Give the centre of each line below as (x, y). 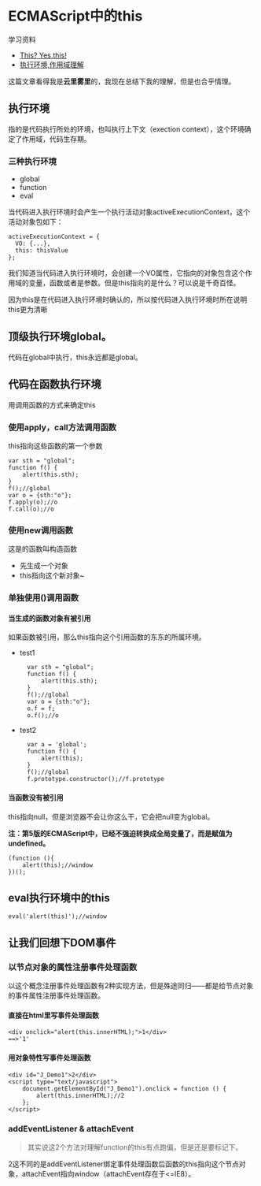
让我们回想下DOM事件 (62, 942)
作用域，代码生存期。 (56, 139)
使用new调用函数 (40, 530)
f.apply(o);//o (33, 502)
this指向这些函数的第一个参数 (55, 445)
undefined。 (29, 843)
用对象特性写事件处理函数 (50, 1058)
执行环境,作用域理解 (51, 65)
